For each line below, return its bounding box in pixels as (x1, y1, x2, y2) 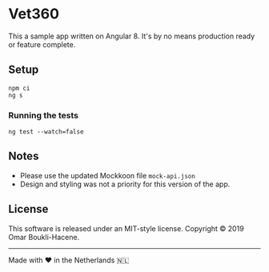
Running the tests (8, 110, 78, 121)
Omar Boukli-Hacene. (8, 232, 80, 242)
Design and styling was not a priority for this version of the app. (19, 179, 231, 189)
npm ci (8, 84, 30, 92)
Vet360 (8, 5, 60, 23)
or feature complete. (8, 39, 76, 49)
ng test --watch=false (8, 128, 84, 136)
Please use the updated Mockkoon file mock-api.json (19, 170, 196, 180)
